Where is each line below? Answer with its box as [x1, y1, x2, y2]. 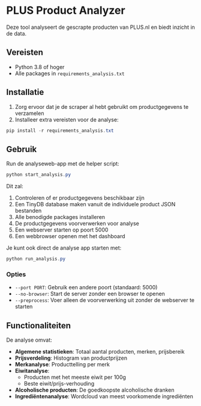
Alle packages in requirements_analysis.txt [14, 70, 125, 77]
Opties [6, 270, 26, 278]
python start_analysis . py [6, 172, 71, 178]
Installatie [6, 87, 44, 97]
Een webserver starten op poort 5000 [14, 226, 109, 233]
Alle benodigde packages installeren [14, 214, 106, 221]
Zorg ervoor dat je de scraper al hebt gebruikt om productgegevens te [14, 103, 189, 110]
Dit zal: [6, 183, 24, 190]
